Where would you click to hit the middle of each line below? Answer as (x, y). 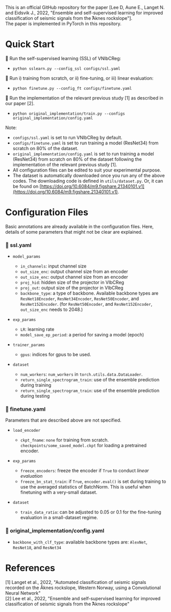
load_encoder (27, 431)
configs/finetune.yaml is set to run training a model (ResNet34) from (86, 143)
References (30, 568)
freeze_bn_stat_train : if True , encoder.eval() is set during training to (93, 481)
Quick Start (30, 44)
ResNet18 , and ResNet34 (37, 547)
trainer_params (29, 345)
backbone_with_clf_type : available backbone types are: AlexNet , (80, 542)
